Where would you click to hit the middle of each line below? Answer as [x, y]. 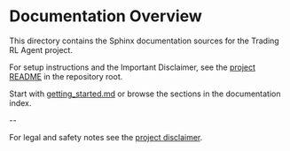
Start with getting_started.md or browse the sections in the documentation [145, 94]
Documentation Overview [106, 16]
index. [20, 102]
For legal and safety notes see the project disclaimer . [106, 137]
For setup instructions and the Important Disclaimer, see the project [132, 67]
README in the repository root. [66, 76]
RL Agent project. [41, 49]
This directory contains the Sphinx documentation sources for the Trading [144, 41]
